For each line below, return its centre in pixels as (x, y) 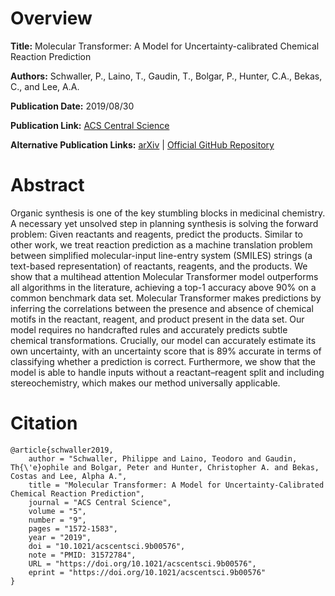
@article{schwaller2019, (62, 450)
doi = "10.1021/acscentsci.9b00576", (107, 546)
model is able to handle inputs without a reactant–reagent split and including (167, 372)
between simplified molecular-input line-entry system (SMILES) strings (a (161, 255)
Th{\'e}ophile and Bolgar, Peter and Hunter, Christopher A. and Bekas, (165, 467)
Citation (44, 423)
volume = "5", (57, 511)
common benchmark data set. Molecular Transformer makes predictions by (166, 298)
